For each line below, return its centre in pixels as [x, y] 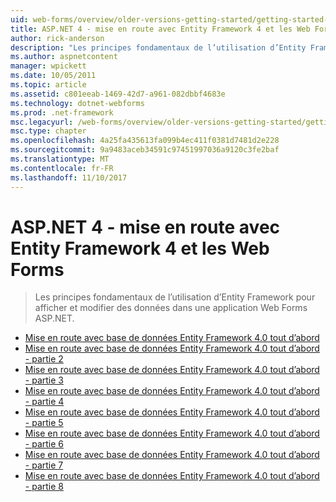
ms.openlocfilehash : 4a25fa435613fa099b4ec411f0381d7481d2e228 [145, 141]
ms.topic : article [48, 85]
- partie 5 [44, 423]
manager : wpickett [48, 66]
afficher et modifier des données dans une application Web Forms [171, 308]
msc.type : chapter [48, 131]
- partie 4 [44, 402]
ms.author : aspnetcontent [64, 57]
